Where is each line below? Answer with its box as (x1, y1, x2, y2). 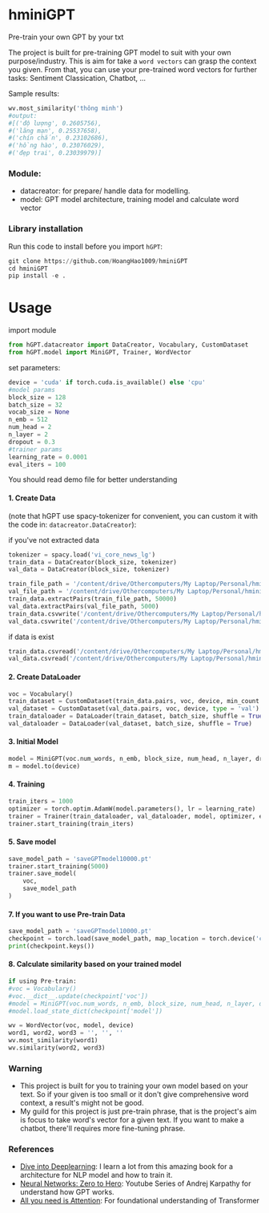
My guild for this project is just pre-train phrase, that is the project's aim (19, 1106, 257, 1116)
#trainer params (8, 445, 62, 454)
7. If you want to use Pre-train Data (8, 909, 126, 919)
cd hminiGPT (8, 265, 48, 273)
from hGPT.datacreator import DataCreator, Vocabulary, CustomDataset (8, 341, 249, 350)
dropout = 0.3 (8, 438, 56, 446)
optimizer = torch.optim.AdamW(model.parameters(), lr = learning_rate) (8, 804, 256, 813)
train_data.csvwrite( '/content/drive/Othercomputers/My (8, 609, 199, 618)
